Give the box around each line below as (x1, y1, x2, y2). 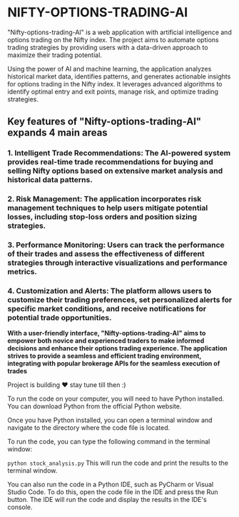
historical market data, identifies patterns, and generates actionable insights (7, 72, 231, 81)
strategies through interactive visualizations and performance (7, 258, 228, 268)
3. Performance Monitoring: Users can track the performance (7, 240, 225, 250)
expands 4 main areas (7, 126, 108, 139)
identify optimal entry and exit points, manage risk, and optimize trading (7, 87, 219, 96)
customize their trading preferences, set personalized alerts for (7, 295, 233, 305)
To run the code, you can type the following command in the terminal (7, 437, 210, 446)
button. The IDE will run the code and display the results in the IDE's (7, 496, 207, 504)
